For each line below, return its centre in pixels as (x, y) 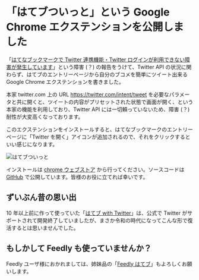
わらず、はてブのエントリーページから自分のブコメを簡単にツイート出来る (97, 74)
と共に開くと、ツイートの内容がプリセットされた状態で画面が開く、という (102, 102)
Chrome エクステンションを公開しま (95, 27)
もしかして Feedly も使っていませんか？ (79, 248)
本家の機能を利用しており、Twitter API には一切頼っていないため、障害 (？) (98, 109)
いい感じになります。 (32, 144)
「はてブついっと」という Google (88, 12)
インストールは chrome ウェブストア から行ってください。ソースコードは (95, 169)
